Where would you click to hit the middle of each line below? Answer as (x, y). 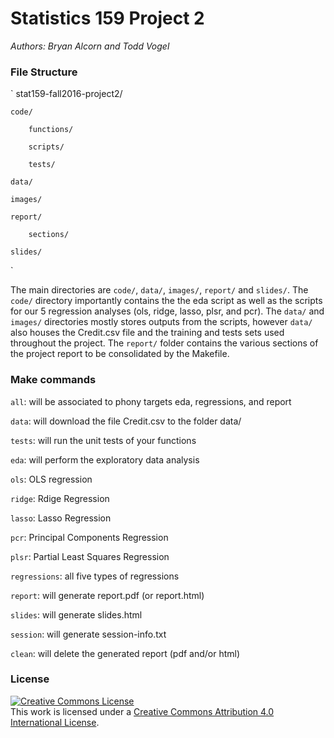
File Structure (44, 72)
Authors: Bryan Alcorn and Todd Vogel (90, 46)
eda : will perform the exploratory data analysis (105, 459)
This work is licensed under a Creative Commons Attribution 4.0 (142, 711)
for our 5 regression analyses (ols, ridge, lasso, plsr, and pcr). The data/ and (167, 311)
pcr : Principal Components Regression (89, 537)
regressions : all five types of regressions (95, 576)
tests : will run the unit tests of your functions (103, 440)
